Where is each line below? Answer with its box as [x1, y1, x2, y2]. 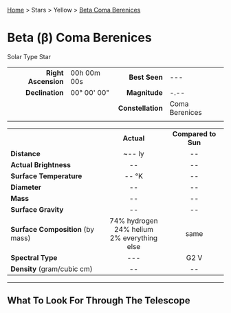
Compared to [172, 129, 217, 138]
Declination [25, 87, 64, 97]
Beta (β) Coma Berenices [7, 30, 153, 45]
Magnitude [126, 87, 163, 97]
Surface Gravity [10, 204, 64, 214]
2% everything [109, 233, 158, 243]
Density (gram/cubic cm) [10, 264, 93, 274]
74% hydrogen [109, 216, 158, 226]
